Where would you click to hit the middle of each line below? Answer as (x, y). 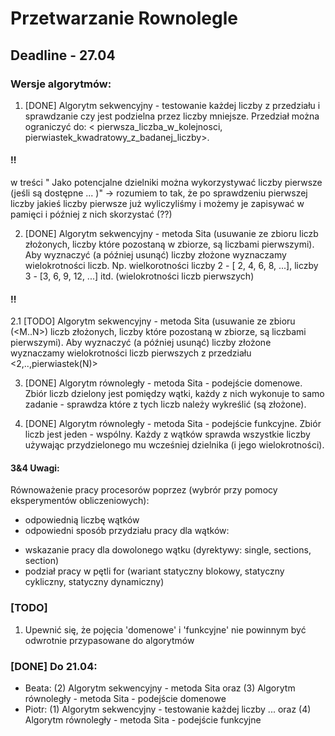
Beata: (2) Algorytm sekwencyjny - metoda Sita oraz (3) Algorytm (160, 688)
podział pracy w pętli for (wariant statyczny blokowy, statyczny (154, 571)
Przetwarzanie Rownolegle (124, 18)
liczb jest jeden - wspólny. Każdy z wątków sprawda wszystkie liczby (167, 434)
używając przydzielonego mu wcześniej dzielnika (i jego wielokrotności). (174, 445)
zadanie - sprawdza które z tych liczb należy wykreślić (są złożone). (165, 404)
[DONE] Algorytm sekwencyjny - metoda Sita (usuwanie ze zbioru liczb (171, 234)
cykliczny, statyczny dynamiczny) (94, 582)
